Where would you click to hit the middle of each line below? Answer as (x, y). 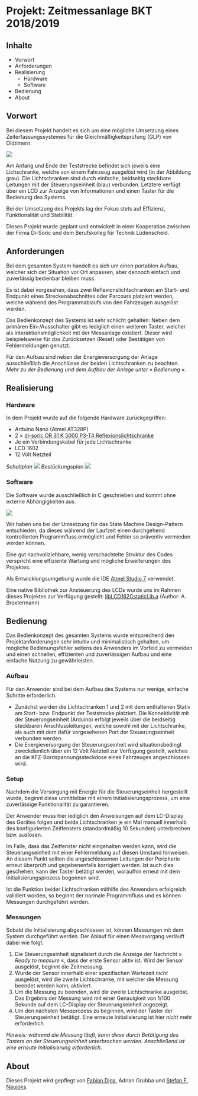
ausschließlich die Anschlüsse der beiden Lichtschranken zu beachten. (92, 363)
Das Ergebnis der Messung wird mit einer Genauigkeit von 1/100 (92, 998)
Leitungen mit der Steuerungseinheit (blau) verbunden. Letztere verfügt (93, 184)
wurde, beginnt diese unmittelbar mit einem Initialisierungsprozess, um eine (98, 798)
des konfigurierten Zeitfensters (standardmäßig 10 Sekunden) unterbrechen (98, 829)
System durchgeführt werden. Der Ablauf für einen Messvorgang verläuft (95, 936)
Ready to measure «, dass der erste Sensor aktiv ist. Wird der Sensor (99, 960)
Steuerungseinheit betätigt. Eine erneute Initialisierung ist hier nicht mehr (103, 1017)
